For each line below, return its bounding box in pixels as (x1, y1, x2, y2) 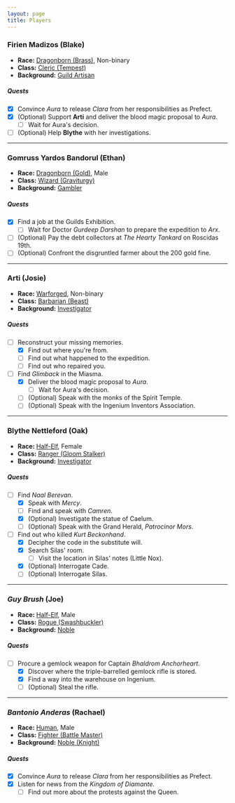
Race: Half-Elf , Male (17, 610, 76, 618)
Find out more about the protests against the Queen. (27, 788, 179, 797)
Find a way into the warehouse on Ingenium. (27, 675, 156, 683)
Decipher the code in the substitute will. (27, 538, 143, 546)
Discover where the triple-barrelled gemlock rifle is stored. (27, 667, 197, 675)
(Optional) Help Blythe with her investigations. (17, 128, 151, 137)
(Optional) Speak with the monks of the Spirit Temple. (27, 394, 183, 402)
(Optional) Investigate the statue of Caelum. (27, 514, 154, 523)
